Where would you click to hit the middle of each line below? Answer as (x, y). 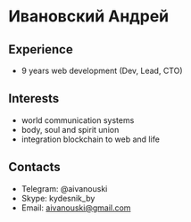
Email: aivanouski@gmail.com (76, 208)
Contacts (35, 167)
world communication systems (78, 120)
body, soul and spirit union (70, 129)
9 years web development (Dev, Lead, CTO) (102, 70)
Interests (34, 99)
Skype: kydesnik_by (58, 198)
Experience (41, 49)
